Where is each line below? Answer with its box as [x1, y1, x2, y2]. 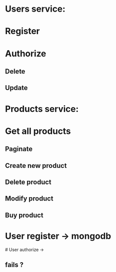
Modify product [5, 195, 54, 203]
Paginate [5, 145, 33, 153]
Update [5, 84, 28, 92]
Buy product [5, 211, 44, 219]
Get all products [5, 126, 71, 137]
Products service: [5, 103, 79, 114]
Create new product [5, 162, 67, 170]
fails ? [5, 261, 24, 269]
